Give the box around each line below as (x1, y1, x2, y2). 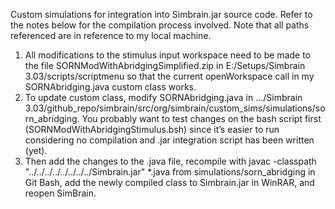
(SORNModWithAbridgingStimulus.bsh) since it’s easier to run (24, 124, 280, 135)
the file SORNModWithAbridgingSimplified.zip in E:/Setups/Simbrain (24, 60, 306, 71)
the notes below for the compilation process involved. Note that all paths (10, 19, 310, 31)
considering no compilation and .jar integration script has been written (24, 134, 315, 146)
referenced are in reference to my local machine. (10, 30, 212, 41)
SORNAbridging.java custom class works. (24, 81, 197, 93)
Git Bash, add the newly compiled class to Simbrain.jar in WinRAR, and (24, 177, 315, 188)
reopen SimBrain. (24, 187, 97, 199)
